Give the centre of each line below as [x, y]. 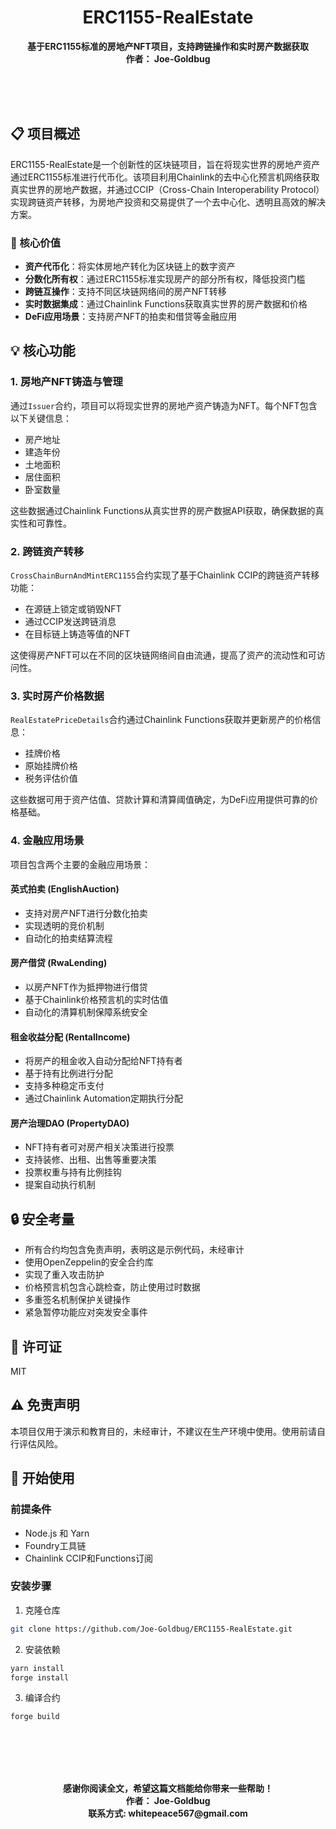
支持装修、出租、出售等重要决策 [90, 1160]
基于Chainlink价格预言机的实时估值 [96, 1000]
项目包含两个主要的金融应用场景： [80, 864]
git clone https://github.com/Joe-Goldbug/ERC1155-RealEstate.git [151, 1629]
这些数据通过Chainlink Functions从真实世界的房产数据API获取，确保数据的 [163, 510]
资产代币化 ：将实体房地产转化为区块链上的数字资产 [130, 267]
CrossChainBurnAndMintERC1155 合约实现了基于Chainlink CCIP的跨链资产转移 [165, 575]
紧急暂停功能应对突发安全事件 [86, 1312]
